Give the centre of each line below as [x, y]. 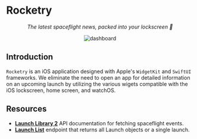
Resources [26, 109]
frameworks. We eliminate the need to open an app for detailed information [98, 77]
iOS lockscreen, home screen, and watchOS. [61, 90]
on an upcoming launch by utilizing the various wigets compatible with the [97, 84]
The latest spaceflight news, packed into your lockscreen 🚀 [100, 27]
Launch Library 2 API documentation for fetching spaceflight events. [99, 123]
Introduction [30, 57]
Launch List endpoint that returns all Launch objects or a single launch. [102, 129]
